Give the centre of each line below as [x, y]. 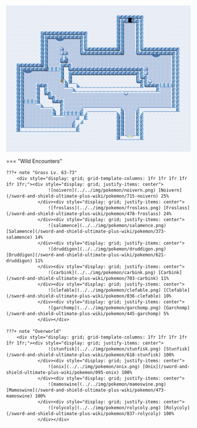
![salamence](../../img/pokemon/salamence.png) [107, 226]
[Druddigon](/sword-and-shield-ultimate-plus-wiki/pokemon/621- [86, 255]
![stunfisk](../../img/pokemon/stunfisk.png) [104, 349]
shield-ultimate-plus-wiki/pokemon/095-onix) [62, 373]
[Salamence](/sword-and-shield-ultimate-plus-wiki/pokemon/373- [86, 232]
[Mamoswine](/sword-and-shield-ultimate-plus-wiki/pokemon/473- [86, 390]
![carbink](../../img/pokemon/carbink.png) [102, 273]
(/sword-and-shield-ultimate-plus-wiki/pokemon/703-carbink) [82, 279]
